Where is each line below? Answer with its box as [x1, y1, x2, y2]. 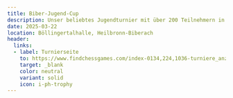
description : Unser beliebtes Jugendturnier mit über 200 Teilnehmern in [7, 17, 225, 23]
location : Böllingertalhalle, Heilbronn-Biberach [7, 29, 154, 37]
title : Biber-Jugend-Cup [7, 10, 79, 17]
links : [13, 42, 33, 49]
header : [7, 36, 30, 43]
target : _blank [19, 61, 64, 68]
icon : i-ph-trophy [19, 81, 73, 88]
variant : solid [19, 74, 64, 81]
